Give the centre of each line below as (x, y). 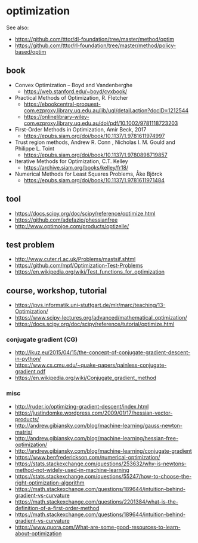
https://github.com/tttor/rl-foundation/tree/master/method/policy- (95, 45)
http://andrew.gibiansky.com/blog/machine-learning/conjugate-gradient (103, 451)
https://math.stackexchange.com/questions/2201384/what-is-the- (97, 501)
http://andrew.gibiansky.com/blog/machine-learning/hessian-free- (97, 438)
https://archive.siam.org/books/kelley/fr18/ (76, 167)
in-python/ (28, 359)
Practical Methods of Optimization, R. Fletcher (71, 97)
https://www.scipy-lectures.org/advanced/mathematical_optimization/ (101, 318)
